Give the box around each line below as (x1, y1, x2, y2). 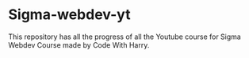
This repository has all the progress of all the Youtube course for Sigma (8, 32, 242, 41)
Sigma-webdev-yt (8, 6, 131, 24)
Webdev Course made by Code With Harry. (8, 40, 150, 49)
